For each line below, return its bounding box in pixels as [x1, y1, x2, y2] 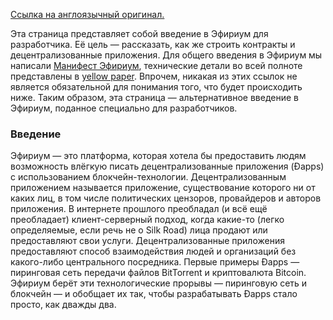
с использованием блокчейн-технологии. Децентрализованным [10, 171, 287, 183]
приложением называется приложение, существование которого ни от [10, 182, 316, 194]
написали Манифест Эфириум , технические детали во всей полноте [10, 60, 303, 71]
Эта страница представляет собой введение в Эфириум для [10, 28, 269, 39]
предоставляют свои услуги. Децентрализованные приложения [10, 235, 285, 247]
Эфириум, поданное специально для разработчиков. [10, 102, 238, 114]
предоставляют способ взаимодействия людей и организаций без [10, 245, 297, 258]
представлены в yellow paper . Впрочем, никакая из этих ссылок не [10, 70, 298, 82]
